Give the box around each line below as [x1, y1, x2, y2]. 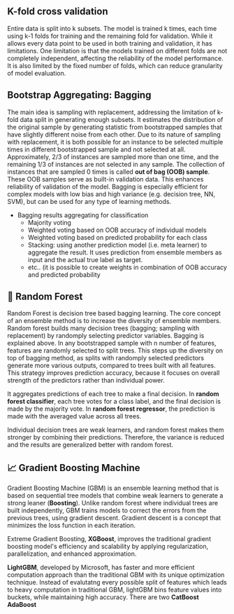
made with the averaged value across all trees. [7, 412, 142, 421]
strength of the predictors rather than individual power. [7, 376, 166, 385]
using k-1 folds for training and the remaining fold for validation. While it [7, 32, 213, 40]
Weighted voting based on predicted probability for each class [27, 233, 207, 241]
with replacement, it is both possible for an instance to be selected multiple [7, 137, 224, 146]
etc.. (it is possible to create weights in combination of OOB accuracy [27, 263, 227, 271]
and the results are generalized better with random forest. [7, 441, 173, 449]
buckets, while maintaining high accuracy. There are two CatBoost [7, 593, 199, 601]
